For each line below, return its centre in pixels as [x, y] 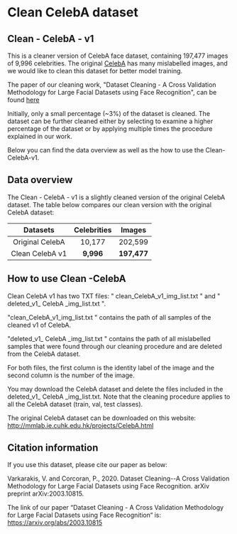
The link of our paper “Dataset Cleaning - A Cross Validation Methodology [116, 508]
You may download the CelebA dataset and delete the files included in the [115, 389]
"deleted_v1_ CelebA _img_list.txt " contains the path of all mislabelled [109, 338]
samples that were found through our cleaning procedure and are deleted [115, 346]
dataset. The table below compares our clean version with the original [109, 204]
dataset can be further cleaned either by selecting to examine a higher [110, 121]
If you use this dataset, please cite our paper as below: [88, 465]
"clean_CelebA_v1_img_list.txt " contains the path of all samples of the [109, 317]
